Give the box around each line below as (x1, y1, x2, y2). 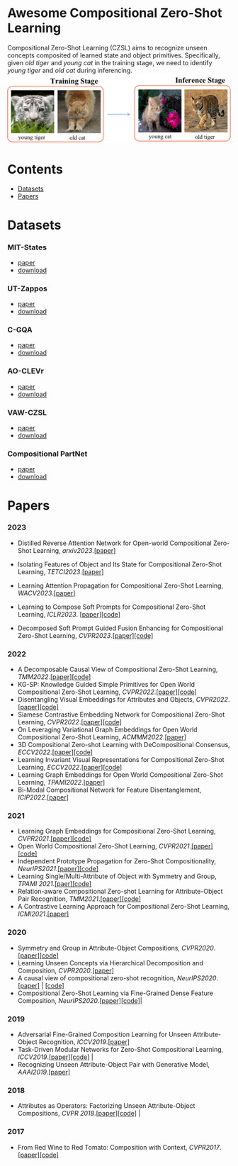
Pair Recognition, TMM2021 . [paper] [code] (17, 895, 142, 903)
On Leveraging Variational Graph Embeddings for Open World (17, 725, 198, 734)
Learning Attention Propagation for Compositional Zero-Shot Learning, (17, 581, 224, 590)
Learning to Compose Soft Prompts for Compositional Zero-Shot (17, 602, 206, 611)
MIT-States (7, 242, 47, 252)
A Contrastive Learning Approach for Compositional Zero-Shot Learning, (17, 902, 230, 911)
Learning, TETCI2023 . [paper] (17, 567, 104, 576)
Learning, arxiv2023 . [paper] (33, 546, 116, 554)
